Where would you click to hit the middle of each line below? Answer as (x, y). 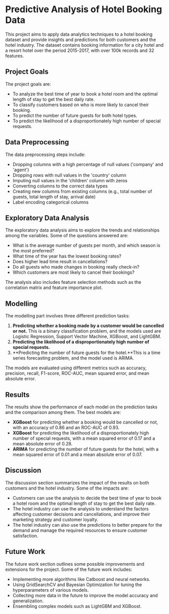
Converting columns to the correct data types (60, 186)
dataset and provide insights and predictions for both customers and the (81, 40)
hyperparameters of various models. (51, 590)
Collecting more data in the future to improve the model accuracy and (85, 595)
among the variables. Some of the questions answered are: (67, 236)
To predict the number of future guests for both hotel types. (75, 115)
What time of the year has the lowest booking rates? (67, 256)
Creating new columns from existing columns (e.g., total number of (82, 191)
